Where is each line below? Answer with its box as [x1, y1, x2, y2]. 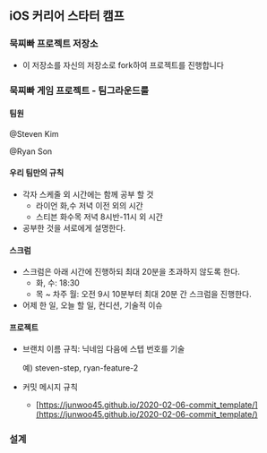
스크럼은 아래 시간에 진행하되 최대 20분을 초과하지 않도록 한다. [22, 267, 240, 278]
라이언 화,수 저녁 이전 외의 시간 [35, 201, 143, 211]
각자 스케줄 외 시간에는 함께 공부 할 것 [22, 189, 154, 200]
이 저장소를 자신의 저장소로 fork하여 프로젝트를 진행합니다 [22, 59, 224, 70]
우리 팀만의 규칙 [9, 167, 65, 178]
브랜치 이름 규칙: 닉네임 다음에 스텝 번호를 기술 [22, 344, 185, 355]
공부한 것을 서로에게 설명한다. [22, 223, 126, 234]
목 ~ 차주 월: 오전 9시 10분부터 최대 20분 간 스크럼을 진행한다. [35, 289, 253, 300]
